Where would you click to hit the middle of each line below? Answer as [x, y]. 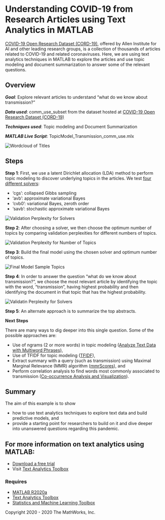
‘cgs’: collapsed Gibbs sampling [44, 193]
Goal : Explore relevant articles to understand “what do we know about [76, 97]
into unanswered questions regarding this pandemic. [66, 428]
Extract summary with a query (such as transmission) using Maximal [82, 361]
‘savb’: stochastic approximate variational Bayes [61, 209]
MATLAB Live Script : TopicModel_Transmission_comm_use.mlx [70, 136]
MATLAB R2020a [30, 492]
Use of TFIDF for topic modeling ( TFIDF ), [54, 355]
